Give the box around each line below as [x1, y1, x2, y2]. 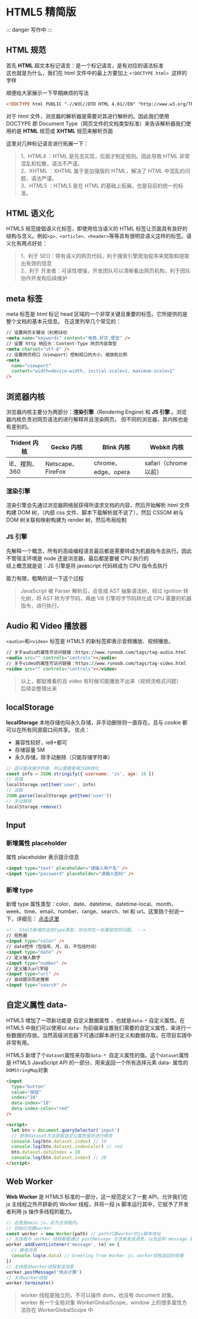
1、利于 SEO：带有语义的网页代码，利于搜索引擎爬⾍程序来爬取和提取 [20, 253, 190, 260]
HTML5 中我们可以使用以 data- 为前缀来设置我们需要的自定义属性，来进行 [6, 1024, 186, 1031]
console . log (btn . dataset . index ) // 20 [11, 1155, 107, 1161]
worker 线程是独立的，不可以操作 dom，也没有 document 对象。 [20, 1292, 177, 1299]
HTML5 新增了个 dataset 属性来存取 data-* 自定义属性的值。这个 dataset [6, 1051, 179, 1059]
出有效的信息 [20, 260, 52, 267]
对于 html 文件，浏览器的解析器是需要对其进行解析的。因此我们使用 [6, 112, 170, 119]
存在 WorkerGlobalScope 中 [25, 1307, 93, 1314]
